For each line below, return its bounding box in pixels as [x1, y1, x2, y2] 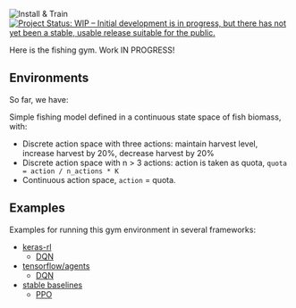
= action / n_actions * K [21, 166, 119, 176]
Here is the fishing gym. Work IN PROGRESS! [9, 45, 175, 55]
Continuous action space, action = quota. [21, 174, 176, 185]
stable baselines [21, 279, 83, 290]
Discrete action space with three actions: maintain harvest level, [21, 138, 258, 149]
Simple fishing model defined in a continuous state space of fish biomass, [9, 112, 282, 122]
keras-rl [21, 241, 52, 252]
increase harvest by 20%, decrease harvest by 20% [21, 147, 215, 158]
